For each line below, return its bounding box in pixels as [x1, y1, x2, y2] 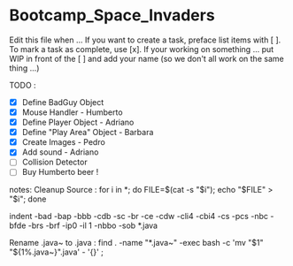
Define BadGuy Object [21, 96, 104, 107]
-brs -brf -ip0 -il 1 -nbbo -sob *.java [27, 220, 158, 231]
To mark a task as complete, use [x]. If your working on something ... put [9, 43, 274, 54]
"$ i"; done [9, 194, 47, 204]
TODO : [9, 80, 37, 90]
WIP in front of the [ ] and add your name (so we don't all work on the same [9, 53, 285, 64]
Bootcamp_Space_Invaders [9, 5, 215, 26]
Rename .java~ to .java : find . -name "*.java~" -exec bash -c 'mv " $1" [9, 238, 264, 248]
